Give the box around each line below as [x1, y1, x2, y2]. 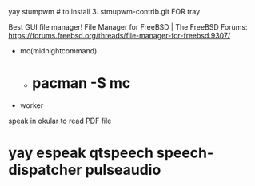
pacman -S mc [31, 74, 131, 93]
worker [19, 100, 44, 110]
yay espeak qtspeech [8, 144, 154, 162]
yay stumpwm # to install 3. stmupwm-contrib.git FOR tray [8, 7, 201, 16]
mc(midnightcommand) [19, 46, 98, 55]
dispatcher [8, 161, 82, 179]
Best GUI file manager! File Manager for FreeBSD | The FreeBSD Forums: [8, 22, 248, 31]
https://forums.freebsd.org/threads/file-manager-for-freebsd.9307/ [8, 31, 231, 40]
